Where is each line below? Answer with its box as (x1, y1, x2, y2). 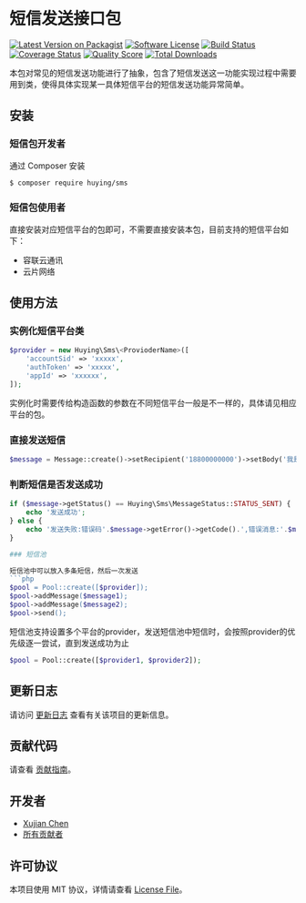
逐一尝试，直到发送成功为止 (25, 637, 129, 648)
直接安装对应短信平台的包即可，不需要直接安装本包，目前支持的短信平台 (9, 224, 280, 235)
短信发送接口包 (9, 8, 122, 29)
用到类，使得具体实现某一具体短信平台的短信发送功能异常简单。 (9, 78, 249, 89)
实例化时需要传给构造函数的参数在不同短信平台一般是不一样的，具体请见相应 (9, 397, 297, 408)
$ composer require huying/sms (9, 178, 128, 188)
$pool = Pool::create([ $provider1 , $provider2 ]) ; (9, 655, 202, 665)
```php (9, 574, 35, 583)
